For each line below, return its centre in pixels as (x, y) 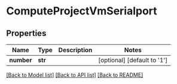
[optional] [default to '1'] (133, 60)
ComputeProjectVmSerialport (82, 11)
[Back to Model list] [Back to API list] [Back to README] (75, 75)
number (21, 60)
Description (75, 50)
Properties (26, 33)
